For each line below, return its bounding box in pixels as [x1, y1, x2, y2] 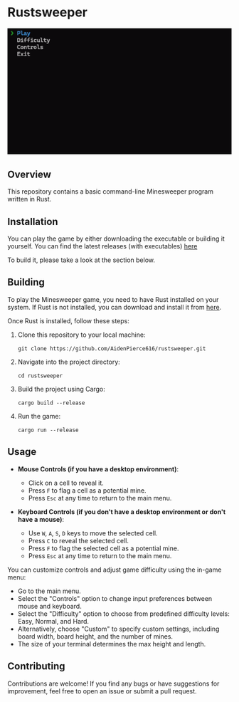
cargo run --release [17, 426, 79, 434]
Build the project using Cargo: [17, 384, 105, 393]
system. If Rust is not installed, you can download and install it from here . [7, 303, 222, 311]
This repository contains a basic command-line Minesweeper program [7, 187, 213, 196]
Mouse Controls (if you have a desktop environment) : [17, 464, 179, 473]
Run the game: [17, 412, 61, 420]
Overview [7, 168, 52, 180]
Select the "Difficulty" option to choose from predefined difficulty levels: [17, 609, 230, 618]
